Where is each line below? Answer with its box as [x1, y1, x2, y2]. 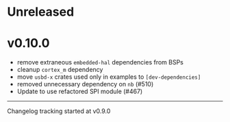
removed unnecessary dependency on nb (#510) [16, 80, 154, 88]
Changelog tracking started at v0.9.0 [7, 107, 111, 115]
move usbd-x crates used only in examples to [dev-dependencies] [16, 73, 201, 81]
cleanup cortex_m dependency [16, 66, 103, 74]
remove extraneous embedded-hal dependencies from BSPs [16, 58, 183, 66]
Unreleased [7, 4, 75, 20]
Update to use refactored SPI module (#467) [16, 87, 143, 96]
